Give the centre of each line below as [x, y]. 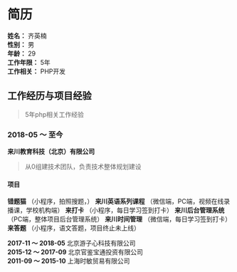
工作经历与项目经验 [49, 96]
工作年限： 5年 [29, 62]
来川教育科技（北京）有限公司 [51, 152]
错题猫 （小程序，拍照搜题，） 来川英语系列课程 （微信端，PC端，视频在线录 [118, 202]
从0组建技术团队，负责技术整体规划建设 [83, 167]
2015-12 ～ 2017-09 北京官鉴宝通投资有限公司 [75, 252]
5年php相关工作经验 [54, 114]
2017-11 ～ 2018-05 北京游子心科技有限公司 [72, 244]
